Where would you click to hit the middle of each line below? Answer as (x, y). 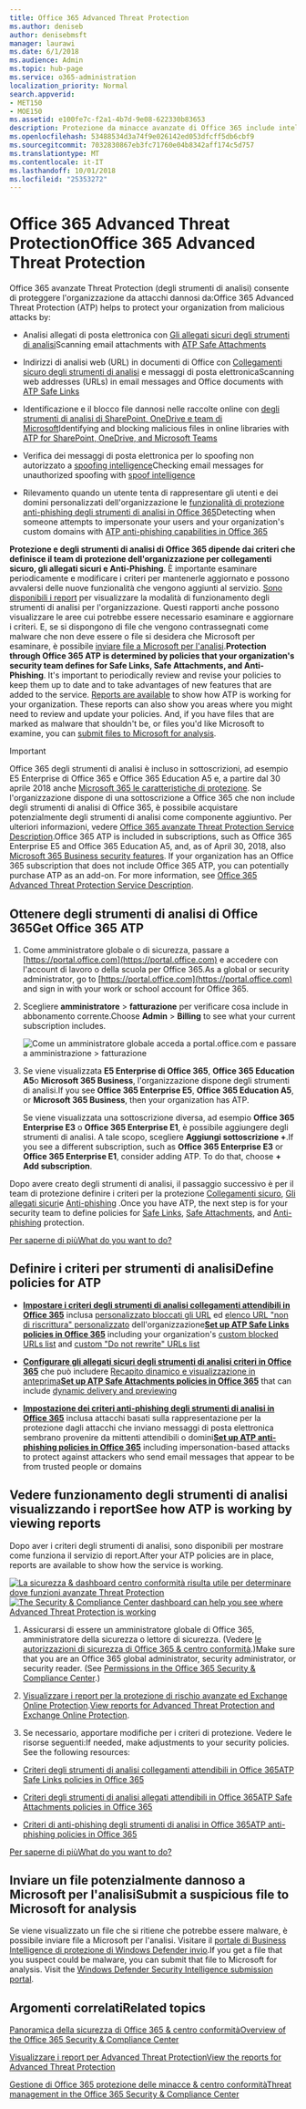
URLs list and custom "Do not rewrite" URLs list (111, 1344)
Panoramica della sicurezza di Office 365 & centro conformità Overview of (148, 2030)
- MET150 (26, 103)
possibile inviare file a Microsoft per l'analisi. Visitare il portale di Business (148, 1940)
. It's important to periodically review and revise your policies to (163, 675)
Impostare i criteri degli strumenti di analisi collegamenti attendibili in (156, 1304)
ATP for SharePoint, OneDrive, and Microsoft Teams (120, 438)
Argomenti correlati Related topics (108, 2008)
